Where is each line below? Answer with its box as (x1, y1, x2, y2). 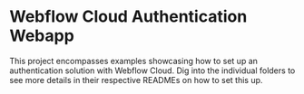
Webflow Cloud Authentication (9, 6, 248, 27)
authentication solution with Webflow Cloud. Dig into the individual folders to (9, 65, 296, 76)
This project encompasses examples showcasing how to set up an (9, 55, 259, 66)
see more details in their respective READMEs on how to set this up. (9, 74, 263, 85)
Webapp (9, 25, 74, 46)
